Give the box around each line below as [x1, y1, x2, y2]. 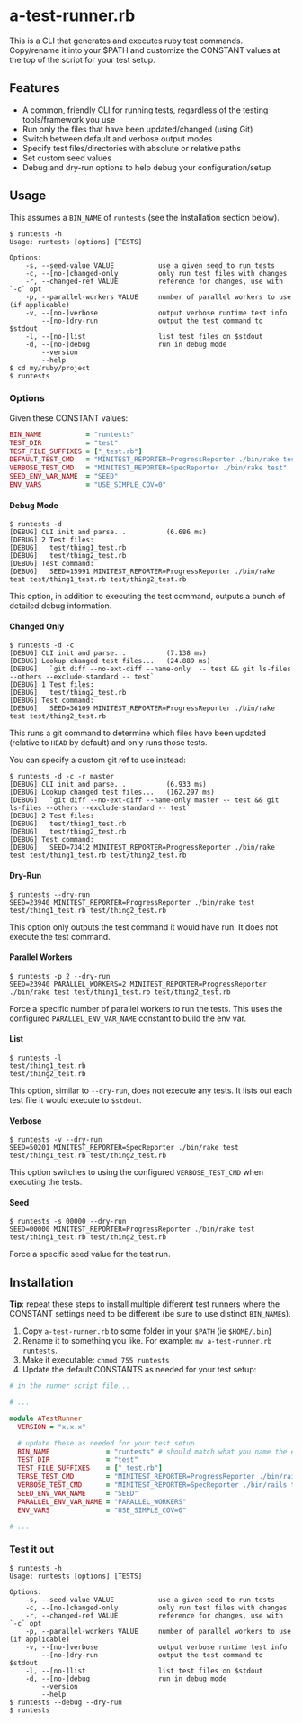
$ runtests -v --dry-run [9, 1135, 102, 1144]
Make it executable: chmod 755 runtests [22, 1354, 170, 1365]
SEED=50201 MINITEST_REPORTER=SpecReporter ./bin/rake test [9, 1144, 240, 1153]
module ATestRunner [9, 1414, 83, 1423]
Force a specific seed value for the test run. [9, 1249, 171, 1260]
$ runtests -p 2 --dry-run [9, 971, 111, 980]
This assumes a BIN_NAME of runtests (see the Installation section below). [9, 212, 280, 223]
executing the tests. [9, 1177, 83, 1188]
